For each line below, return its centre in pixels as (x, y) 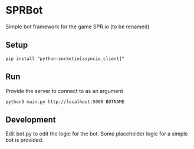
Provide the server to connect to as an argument (64, 91)
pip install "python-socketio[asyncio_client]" (65, 59)
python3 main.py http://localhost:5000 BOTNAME (65, 102)
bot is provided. (24, 140)
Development (31, 119)
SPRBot (24, 10)
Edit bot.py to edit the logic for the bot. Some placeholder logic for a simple (97, 134)
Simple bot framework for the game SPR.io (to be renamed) (78, 27)
